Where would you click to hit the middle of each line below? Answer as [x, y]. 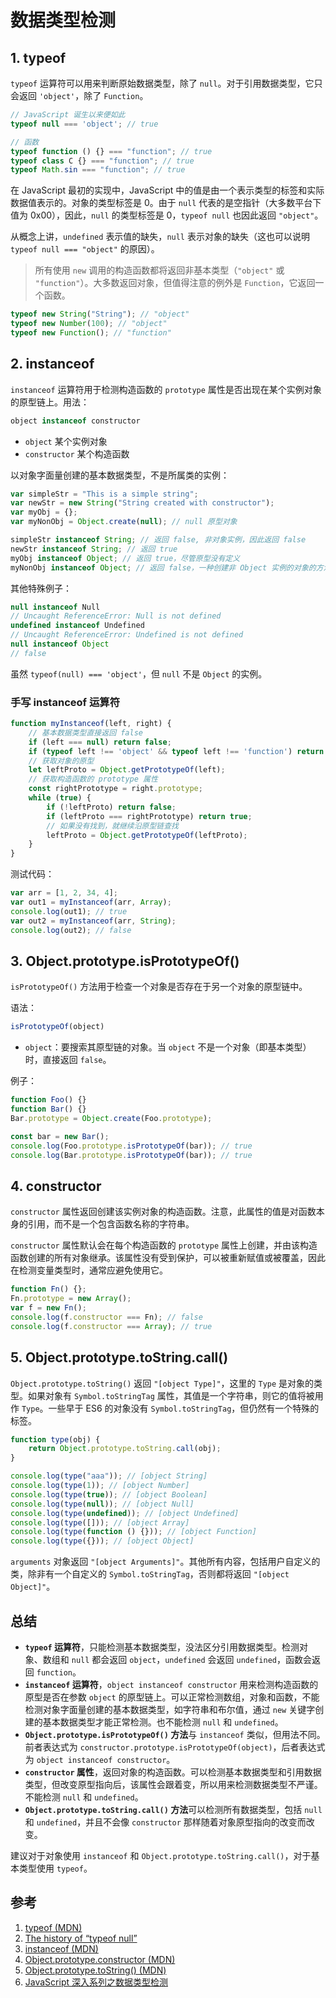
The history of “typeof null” [81, 1938]
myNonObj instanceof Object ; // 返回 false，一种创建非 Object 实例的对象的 [163, 567]
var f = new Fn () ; [48, 1308]
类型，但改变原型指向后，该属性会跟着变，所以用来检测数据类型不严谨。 [173, 1784]
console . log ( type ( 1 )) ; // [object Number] [100, 1486]
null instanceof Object [60, 644]
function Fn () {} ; [48, 1289]
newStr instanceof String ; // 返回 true [94, 549]
